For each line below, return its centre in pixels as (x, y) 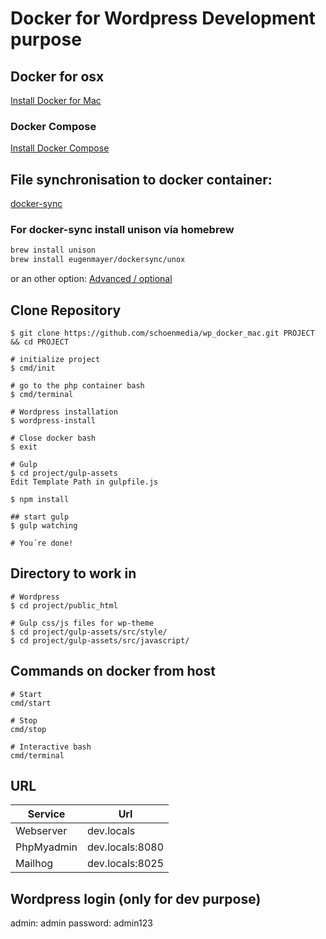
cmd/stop (28, 729)
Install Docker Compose (60, 148)
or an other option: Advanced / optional (91, 279)
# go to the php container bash (77, 385)
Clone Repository (66, 310)
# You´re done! (42, 543)
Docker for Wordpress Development (163, 18)
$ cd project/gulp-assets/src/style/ (89, 632)
